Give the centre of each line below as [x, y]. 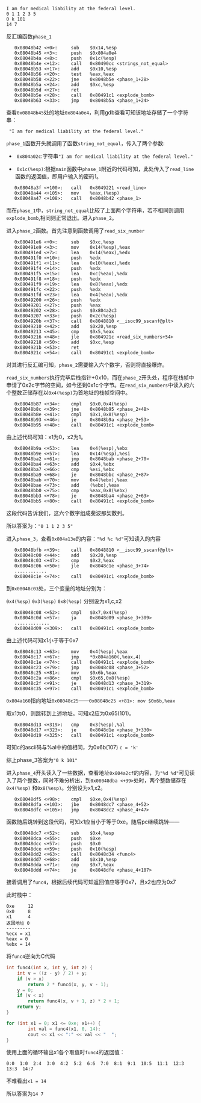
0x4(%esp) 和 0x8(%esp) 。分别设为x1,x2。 [56, 788]
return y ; [29, 1007]
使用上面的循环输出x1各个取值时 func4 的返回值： [66, 1052]
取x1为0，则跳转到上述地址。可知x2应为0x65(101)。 [70, 713]
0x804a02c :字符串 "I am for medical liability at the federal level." [105, 156]
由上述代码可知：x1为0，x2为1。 [46, 437]
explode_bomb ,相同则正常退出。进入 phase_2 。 [62, 218]
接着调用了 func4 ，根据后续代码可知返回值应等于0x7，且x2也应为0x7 [91, 882]
